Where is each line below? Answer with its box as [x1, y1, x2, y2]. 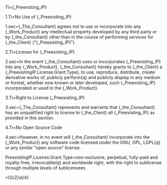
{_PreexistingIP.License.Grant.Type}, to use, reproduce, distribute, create [5, 69, 156, 75]
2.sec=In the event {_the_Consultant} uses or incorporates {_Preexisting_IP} [5, 59, 161, 64]
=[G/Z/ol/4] [5, 175, 29, 181]
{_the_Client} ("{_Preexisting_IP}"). [5, 39, 76, 45]
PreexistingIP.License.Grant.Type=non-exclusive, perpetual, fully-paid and [5, 154, 158, 160]
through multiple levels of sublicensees [5, 165, 86, 171]
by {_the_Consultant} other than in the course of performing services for [5, 34, 154, 40]
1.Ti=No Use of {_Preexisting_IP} [5, 14, 72, 19]
